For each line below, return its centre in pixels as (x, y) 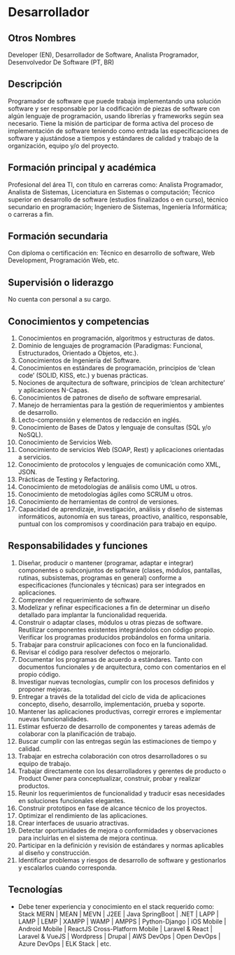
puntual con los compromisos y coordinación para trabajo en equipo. (117, 524)
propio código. (39, 674)
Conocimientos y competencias (79, 321)
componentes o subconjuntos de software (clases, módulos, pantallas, (120, 570)
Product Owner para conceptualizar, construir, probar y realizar (109, 778)
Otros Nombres (42, 38)
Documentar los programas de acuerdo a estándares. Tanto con (110, 659)
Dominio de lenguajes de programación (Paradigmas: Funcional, (111, 346)
